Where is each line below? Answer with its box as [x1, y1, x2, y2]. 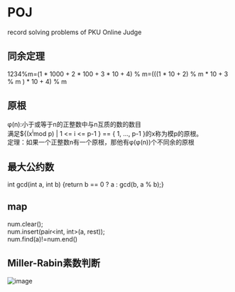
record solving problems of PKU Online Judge [7, 28, 142, 36]
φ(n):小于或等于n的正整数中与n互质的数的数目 [7, 120, 142, 128]
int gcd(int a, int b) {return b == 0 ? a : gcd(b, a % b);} [7, 180, 165, 189]
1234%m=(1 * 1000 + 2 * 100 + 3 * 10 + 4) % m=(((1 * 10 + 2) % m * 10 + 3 [7, 69, 229, 78]
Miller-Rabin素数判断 [7, 257, 101, 269]
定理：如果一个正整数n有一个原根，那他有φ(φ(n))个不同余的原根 [7, 138, 195, 147]
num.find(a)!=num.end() [7, 234, 78, 243]
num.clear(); [7, 219, 44, 228]
